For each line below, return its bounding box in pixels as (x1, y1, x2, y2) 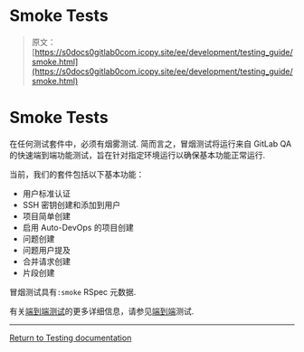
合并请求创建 (22, 255, 71, 267)
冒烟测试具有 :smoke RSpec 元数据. (9, 286, 137, 297)
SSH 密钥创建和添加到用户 (22, 199, 121, 210)
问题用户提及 (22, 244, 71, 255)
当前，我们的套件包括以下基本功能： (9, 168, 145, 179)
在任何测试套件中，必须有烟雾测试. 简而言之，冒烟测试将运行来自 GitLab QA (9, 138, 292, 149)
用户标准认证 (22, 187, 71, 199)
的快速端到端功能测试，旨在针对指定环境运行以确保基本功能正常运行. (9, 149, 266, 160)
